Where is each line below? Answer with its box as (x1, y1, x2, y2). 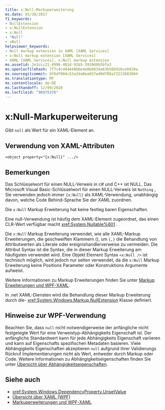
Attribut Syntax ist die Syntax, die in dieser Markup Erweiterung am (5, 246, 142, 252)
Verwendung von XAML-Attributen (5, 142, 115, 150)
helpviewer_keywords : (5, 44, 50, 49)
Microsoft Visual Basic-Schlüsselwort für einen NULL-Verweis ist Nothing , (5, 186, 156, 192)
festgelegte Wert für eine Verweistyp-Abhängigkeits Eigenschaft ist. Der (5, 330, 152, 335)
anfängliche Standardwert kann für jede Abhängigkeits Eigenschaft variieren (5, 335, 161, 341)
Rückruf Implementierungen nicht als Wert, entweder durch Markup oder (5, 351, 154, 357)
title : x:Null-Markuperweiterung (5, 7, 74, 12)
